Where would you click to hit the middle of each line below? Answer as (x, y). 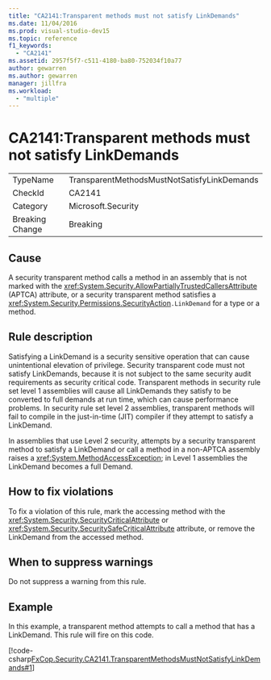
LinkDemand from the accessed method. (76, 536)
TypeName (33, 180)
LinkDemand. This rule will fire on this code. (81, 635)
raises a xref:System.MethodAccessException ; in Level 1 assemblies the (128, 457)
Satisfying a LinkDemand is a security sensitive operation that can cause (129, 357)
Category (30, 207)
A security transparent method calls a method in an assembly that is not (128, 277)
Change (27, 229)
